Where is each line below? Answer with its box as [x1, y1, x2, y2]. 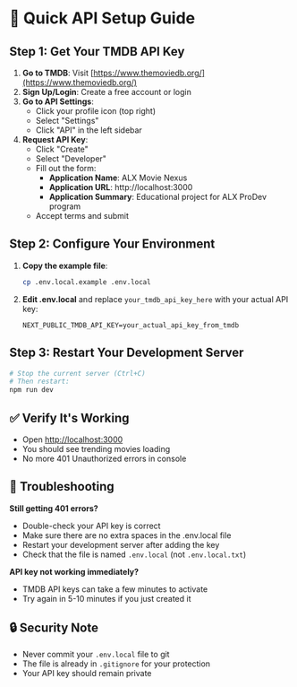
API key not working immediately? [9, 566, 140, 577]
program [48, 201, 81, 212]
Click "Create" [35, 143, 89, 154]
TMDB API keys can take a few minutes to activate [21, 583, 208, 595]
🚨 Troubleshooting [9, 479, 115, 494]
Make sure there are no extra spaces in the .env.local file [21, 529, 232, 541]
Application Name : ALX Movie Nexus [48, 172, 188, 183]
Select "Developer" [35, 153, 107, 164]
